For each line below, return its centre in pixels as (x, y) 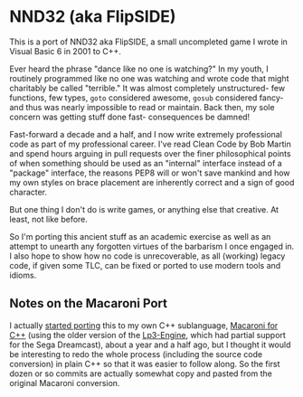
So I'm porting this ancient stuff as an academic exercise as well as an (140, 236)
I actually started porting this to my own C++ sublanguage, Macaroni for (144, 325)
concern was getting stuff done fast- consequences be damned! (130, 117)
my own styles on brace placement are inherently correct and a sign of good (152, 182)
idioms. (23, 275)
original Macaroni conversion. (65, 383)
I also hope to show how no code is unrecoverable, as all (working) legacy (147, 256)
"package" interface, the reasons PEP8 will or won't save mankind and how (150, 173)
